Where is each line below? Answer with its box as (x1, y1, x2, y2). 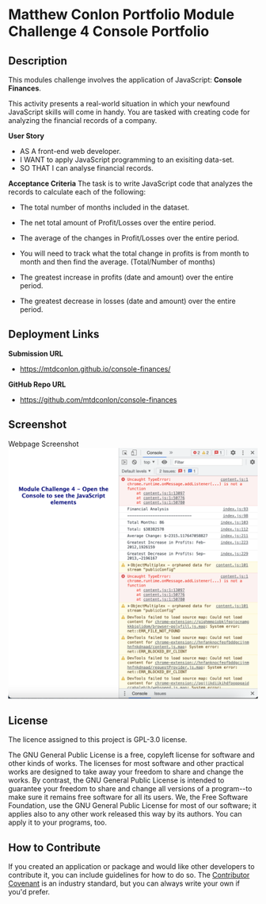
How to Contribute (8, 841, 101, 854)
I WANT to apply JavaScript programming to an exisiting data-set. (19, 155, 235, 164)
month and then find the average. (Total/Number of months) (19, 257, 216, 267)
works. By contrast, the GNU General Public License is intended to (8, 775, 225, 785)
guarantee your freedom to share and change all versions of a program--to (8, 784, 253, 794)
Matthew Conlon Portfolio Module (8, 6, 235, 24)
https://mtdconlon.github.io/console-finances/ (19, 364, 171, 374)
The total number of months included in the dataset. (19, 202, 190, 212)
